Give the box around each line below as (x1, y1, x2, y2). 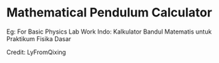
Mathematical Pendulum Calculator (6, 5, 212, 21)
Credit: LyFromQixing (6, 48, 67, 56)
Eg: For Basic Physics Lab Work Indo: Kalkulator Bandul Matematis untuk (6, 27, 212, 36)
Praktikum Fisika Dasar (6, 34, 71, 42)
